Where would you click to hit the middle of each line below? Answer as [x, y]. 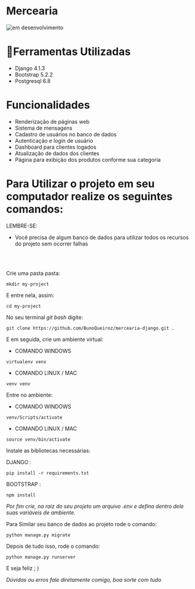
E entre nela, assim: [30, 295]
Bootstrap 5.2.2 [34, 74]
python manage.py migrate [38, 535]
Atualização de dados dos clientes [57, 153]
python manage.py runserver [41, 557]
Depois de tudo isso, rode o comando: [53, 546]
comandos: [35, 209]
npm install [21, 495]
